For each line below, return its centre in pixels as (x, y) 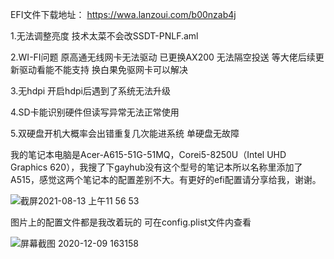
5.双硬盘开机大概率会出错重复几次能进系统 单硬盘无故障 (125, 133)
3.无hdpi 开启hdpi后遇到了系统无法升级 (90, 91)
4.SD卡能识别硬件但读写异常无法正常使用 (95, 112)
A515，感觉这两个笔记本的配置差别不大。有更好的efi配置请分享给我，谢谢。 (166, 179)
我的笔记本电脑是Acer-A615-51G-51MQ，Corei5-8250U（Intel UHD (148, 154)
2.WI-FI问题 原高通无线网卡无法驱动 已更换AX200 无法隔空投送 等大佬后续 (163, 57)
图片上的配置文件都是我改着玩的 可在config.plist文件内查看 (131, 222)
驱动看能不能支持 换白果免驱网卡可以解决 (103, 69)
